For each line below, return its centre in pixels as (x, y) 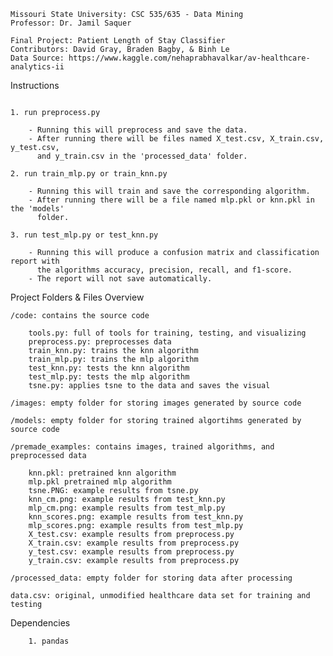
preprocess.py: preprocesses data (100, 342)
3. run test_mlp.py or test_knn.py (84, 235)
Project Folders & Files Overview (77, 297)
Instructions (35, 85)
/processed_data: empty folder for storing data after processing (151, 578)
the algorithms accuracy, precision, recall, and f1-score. (164, 270)
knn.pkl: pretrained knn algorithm (102, 473)
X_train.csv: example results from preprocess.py (134, 543)
